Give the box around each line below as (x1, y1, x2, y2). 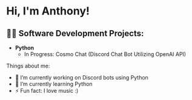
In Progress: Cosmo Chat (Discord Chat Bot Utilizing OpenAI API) (24, 51, 187, 58)
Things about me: (6, 62, 50, 69)
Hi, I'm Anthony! (6, 4, 90, 18)
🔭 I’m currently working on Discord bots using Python (15, 74, 148, 81)
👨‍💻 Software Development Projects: (6, 28, 144, 39)
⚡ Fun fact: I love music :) (15, 87, 79, 94)
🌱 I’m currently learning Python (15, 80, 93, 87)
